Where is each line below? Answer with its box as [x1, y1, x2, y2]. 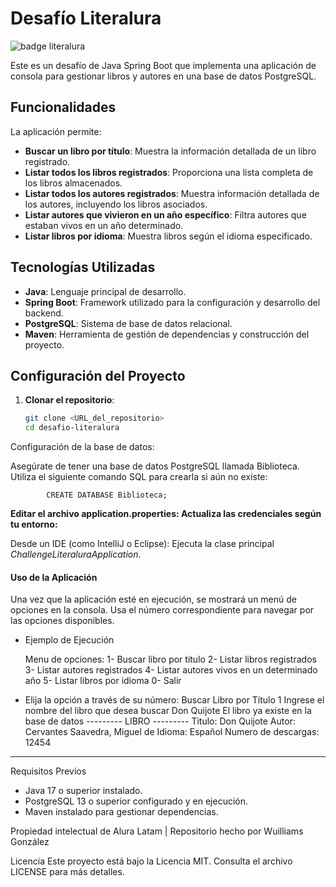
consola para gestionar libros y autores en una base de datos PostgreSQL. [10, 70, 317, 82]
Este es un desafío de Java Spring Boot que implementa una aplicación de [10, 59, 317, 71]
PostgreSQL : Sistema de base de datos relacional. [24, 317, 233, 329]
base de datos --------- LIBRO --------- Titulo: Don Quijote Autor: [24, 715, 296, 727]
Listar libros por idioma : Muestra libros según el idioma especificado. [24, 230, 313, 242]
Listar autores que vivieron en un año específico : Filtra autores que [24, 208, 307, 221]
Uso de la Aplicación [10, 571, 98, 583]
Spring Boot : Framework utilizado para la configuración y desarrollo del [24, 296, 321, 308]
